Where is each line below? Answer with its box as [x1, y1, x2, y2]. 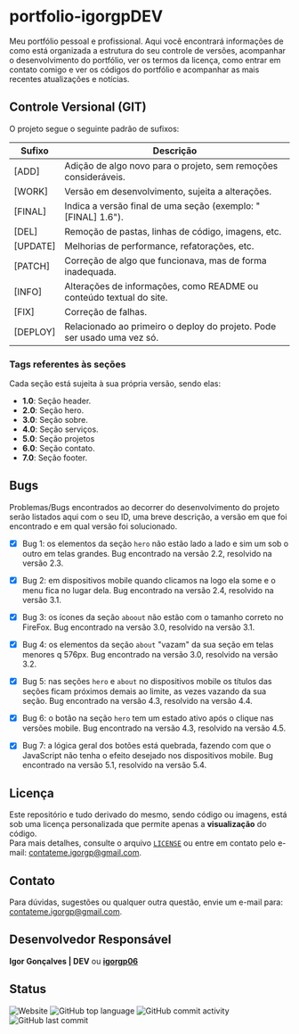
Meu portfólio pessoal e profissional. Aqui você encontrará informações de [9, 36, 284, 46]
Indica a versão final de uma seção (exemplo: [64, 199, 254, 211]
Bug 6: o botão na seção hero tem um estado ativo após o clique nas [21, 713, 274, 724]
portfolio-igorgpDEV [9, 6, 163, 27]
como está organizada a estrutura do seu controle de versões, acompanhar [9, 45, 287, 55]
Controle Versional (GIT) [9, 100, 147, 115]
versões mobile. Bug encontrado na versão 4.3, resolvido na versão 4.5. [21, 723, 287, 733]
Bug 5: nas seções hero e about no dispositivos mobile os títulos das [21, 676, 272, 687]
